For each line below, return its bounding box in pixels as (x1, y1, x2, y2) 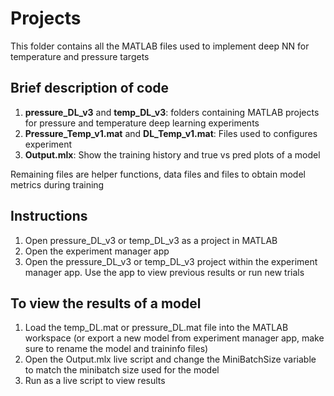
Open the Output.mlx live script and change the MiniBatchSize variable (24, 353, 317, 366)
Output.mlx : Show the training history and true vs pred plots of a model (24, 148, 321, 161)
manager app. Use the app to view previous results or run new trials (24, 266, 305, 278)
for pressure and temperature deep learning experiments (24, 117, 260, 129)
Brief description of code (10, 80, 170, 97)
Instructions (10, 208, 88, 225)
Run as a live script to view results (24, 375, 166, 387)
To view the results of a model (10, 295, 202, 312)
